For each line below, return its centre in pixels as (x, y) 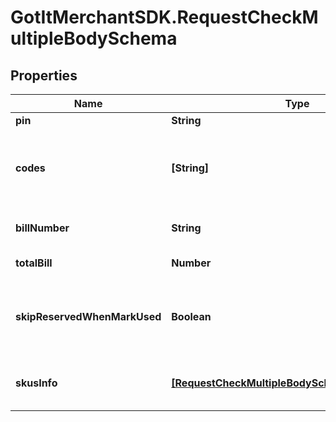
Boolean (191, 316)
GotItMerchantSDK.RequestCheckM (164, 17)
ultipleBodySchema (94, 38)
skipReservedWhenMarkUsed (88, 316)
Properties (44, 75)
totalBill (34, 263)
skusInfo (36, 383)
